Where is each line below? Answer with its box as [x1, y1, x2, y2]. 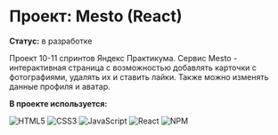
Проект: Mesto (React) [9, 6, 183, 27]
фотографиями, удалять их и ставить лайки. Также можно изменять [9, 71, 269, 82]
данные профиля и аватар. [9, 81, 111, 91]
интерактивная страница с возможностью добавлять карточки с [9, 62, 257, 73]
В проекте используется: [9, 98, 108, 108]
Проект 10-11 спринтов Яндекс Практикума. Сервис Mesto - [9, 52, 238, 63]
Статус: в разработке [9, 36, 93, 46]
